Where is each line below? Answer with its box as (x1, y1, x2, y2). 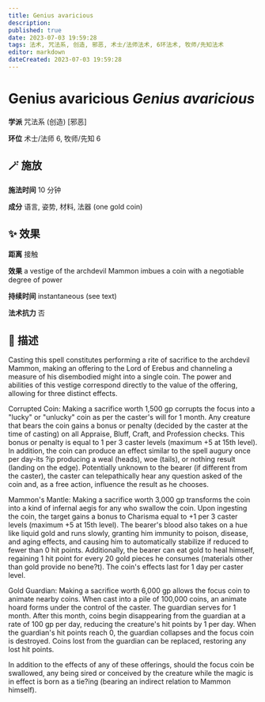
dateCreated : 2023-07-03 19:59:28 (8, 56, 123, 64)
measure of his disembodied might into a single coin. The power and (8, 372, 232, 382)
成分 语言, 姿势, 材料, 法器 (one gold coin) (8, 202, 143, 211)
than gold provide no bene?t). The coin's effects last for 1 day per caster (8, 562, 244, 572)
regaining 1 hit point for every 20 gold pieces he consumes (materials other (8, 554, 253, 564)
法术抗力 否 (8, 308, 45, 318)
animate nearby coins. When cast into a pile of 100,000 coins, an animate (8, 594, 248, 604)
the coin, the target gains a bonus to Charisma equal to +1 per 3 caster (8, 511, 238, 522)
